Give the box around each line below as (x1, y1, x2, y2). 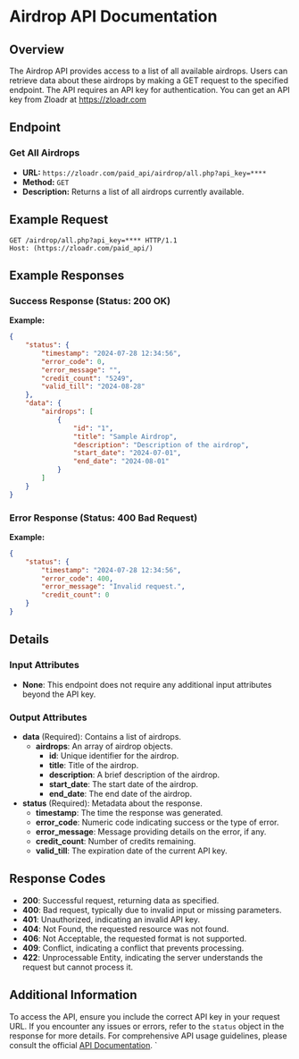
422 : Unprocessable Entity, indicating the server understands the (21, 952, 263, 962)
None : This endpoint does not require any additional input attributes (21, 679, 272, 690)
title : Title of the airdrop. (48, 759, 139, 770)
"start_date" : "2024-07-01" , (72, 449, 181, 458)
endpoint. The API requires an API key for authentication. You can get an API (9, 85, 290, 95)
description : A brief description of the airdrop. (48, 769, 220, 780)
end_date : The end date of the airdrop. (48, 788, 193, 799)
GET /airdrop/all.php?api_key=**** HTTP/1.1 (9, 235, 178, 245)
